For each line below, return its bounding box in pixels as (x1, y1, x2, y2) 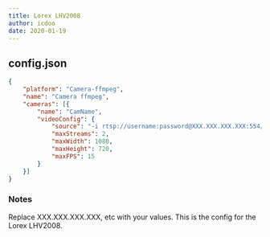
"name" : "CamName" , (37, 108, 103, 116)
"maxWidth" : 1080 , (51, 137, 113, 145)
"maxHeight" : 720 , (51, 145, 113, 153)
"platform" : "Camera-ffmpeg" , (22, 85, 125, 93)
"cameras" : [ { (22, 100, 70, 108)
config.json (8, 56, 67, 70)
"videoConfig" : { (37, 115, 95, 123)
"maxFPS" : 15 (51, 152, 95, 161)
